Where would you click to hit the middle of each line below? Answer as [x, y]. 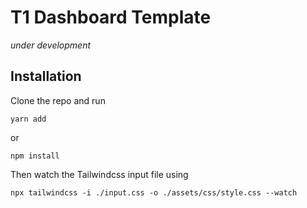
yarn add [28, 119]
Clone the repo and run [58, 100]
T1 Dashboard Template [111, 17]
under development [51, 45]
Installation [46, 76]
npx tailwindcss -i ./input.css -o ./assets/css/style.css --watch [154, 192]
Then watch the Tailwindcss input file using [99, 174]
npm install [35, 156]
